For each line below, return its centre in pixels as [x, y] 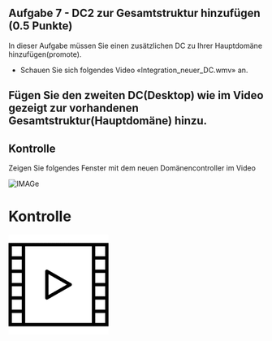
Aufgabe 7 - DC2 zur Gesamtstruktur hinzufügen [135, 13]
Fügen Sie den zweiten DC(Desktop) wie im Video [136, 95]
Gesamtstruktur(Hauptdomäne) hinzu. [108, 121]
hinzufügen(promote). [45, 54]
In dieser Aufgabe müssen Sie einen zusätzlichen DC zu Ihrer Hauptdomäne [135, 45]
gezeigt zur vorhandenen [74, 108]
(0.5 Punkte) [41, 26]
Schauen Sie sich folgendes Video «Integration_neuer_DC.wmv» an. [134, 70]
